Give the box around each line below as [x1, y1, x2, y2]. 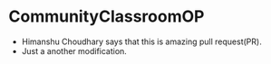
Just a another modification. [21, 45, 128, 56]
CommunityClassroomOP [8, 6, 205, 27]
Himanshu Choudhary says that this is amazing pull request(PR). [21, 36, 262, 47]
